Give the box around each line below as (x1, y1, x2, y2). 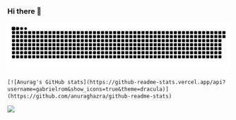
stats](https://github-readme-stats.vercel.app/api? (67, 79, 226, 86)
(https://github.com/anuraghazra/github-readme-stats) (7, 93, 172, 100)
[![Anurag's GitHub (7, 79, 65, 86)
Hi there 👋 (7, 6, 42, 16)
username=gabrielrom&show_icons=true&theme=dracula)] (7, 86, 170, 93)
